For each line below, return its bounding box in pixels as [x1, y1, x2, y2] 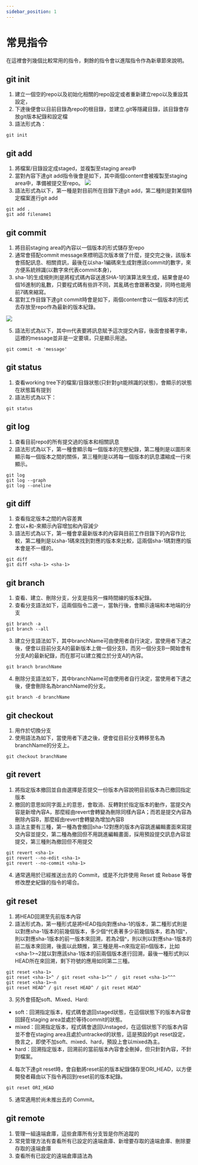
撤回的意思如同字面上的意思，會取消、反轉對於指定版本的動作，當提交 [14, 801, 186, 808]
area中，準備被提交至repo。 [14, 180, 84, 187]
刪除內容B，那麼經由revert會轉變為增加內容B [14, 816, 124, 823]
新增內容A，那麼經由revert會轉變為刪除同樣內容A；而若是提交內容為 [25, 808, 192, 815]
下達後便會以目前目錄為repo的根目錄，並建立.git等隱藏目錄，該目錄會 [14, 106, 184, 113]
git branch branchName [6, 664, 62, 670]
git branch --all [6, 626, 49, 632]
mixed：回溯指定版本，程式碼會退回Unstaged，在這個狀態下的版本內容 [14, 1023, 188, 1030]
